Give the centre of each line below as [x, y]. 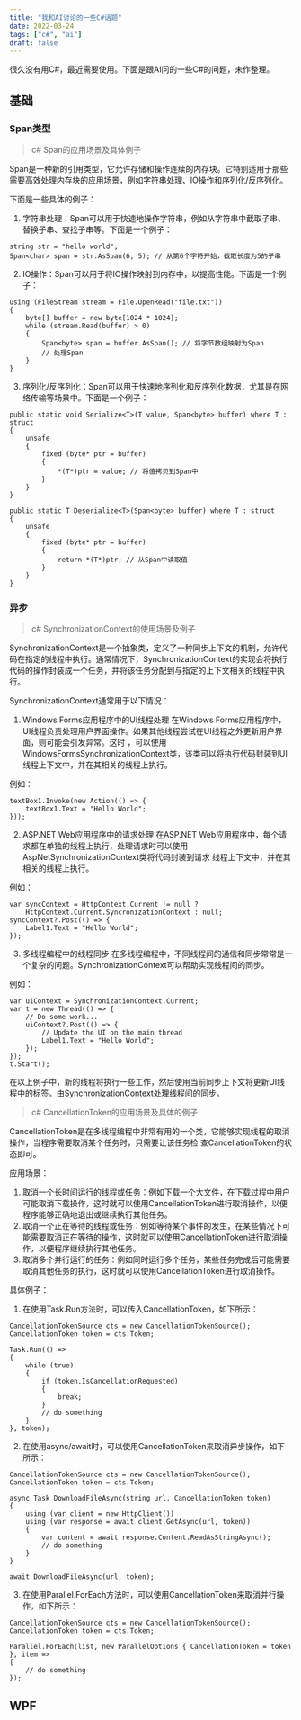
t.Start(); [30, 1064]
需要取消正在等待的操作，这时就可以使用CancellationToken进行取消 [155, 1237]
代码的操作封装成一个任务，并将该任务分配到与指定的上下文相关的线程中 [143, 670]
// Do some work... [62, 1017]
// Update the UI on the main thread [112, 1033]
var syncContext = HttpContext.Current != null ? [104, 905]
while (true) [50, 1366]
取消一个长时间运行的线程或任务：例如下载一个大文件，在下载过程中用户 [156, 1192]
